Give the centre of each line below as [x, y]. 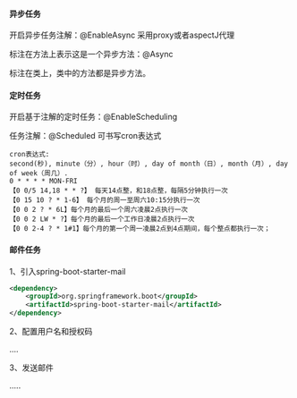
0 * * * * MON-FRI [43, 182]
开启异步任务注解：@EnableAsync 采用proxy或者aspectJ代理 [122, 35]
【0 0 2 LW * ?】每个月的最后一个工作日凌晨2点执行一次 [102, 219]
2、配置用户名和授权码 [51, 332]
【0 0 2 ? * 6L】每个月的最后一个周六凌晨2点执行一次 [98, 210]
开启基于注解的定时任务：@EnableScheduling [93, 117]
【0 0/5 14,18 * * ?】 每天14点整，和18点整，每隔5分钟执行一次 [119, 191]
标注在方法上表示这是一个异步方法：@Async [91, 55]
